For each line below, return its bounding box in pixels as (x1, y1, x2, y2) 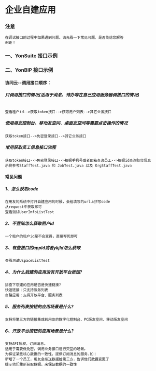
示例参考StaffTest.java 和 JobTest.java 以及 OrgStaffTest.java (5, 163, 132, 168)
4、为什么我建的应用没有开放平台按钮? (5, 269, 83, 275)
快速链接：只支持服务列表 (5, 287, 48, 293)
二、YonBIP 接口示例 (5, 67, 53, 73)
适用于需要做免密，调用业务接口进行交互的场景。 (5, 347, 88, 352)
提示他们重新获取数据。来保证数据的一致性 (5, 362, 77, 367)
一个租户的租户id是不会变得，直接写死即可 (5, 234, 78, 239)
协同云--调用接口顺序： (5, 80, 52, 85)
